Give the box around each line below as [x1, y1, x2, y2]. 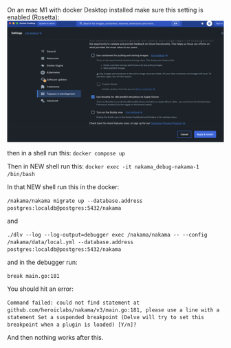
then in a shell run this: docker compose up [7, 149, 126, 157]
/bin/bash [7, 171, 36, 178]
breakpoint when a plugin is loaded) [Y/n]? [7, 321, 137, 329]
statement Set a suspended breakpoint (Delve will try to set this [7, 314, 205, 321]
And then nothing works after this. [7, 334, 104, 342]
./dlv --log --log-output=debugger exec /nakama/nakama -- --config [7, 232, 208, 239]
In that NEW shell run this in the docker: [7, 183, 120, 191]
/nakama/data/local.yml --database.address [7, 239, 134, 246]
